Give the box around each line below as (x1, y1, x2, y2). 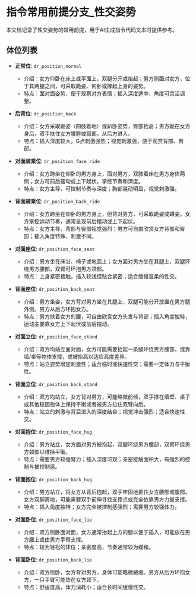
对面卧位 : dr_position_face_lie (14, 516, 92, 523)
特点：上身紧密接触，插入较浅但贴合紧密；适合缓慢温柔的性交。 (23, 272, 180, 280)
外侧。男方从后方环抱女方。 (23, 305, 92, 312)
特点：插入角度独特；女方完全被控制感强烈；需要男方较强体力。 (23, 503, 180, 510)
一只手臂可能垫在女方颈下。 (34, 576, 102, 583)
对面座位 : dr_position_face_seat (14, 245, 95, 252)
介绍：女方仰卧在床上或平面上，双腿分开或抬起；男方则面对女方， (23, 75, 185, 82)
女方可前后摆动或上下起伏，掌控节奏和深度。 (34, 177, 144, 184)
